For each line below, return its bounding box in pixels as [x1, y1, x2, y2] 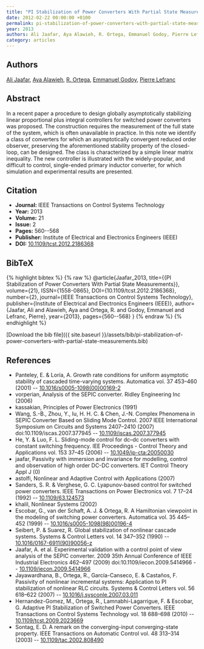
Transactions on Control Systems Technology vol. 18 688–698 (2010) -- [15, 611, 194, 618]
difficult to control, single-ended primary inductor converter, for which [6, 161, 182, 168]
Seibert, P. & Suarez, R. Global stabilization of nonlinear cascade [15, 527, 177, 534]
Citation [6, 186, 38, 196]
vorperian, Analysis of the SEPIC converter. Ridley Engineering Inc [15, 390, 181, 398]
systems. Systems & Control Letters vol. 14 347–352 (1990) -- [15, 533, 170, 540]
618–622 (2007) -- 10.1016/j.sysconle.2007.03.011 [15, 591, 138, 599]
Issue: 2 [15, 221, 36, 228]
